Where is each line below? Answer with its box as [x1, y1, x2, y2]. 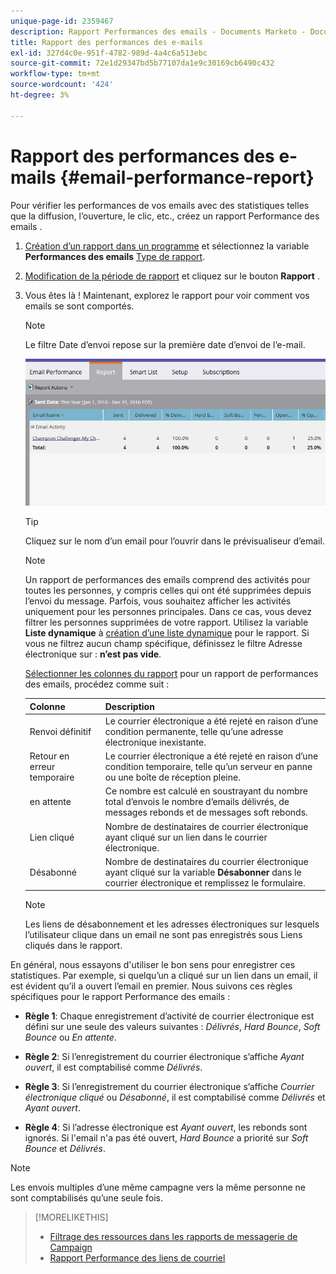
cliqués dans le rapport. [24, 940, 123, 952]
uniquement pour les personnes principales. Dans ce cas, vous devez [24, 606, 312, 618]
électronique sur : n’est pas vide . [24, 648, 162, 660]
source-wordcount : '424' [10, 80, 114, 90]
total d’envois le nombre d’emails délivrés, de [104, 796, 290, 808]
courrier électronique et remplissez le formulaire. [104, 876, 306, 889]
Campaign [49, 1241, 93, 1254]
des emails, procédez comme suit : [24, 678, 170, 690]
